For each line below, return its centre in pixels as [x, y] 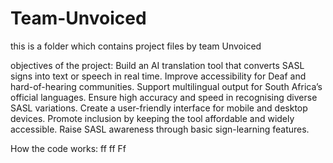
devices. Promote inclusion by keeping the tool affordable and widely [152, 118]
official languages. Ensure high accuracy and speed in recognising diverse [164, 97]
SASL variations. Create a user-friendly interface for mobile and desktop [159, 108]
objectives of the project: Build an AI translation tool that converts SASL [157, 65]
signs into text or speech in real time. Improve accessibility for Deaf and [158, 76]
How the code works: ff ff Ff [68, 148]
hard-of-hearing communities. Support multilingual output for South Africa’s [166, 86]
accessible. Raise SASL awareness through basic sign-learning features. [160, 129]
